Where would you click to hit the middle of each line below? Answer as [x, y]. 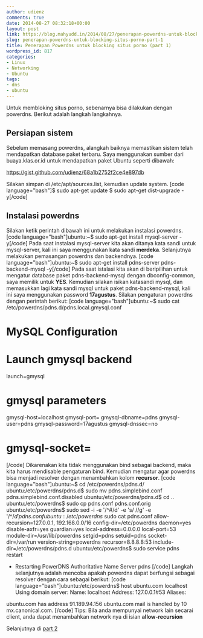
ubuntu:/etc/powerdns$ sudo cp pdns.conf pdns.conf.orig [79, 503]
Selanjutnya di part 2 [32, 628]
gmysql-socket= [49, 448]
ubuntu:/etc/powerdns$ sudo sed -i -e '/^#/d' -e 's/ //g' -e [79, 510]
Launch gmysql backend [69, 359]
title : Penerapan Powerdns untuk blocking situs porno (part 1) [89, 46]
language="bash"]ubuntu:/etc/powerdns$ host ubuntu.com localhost [101, 585]
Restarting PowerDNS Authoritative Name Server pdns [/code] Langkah [104, 566]
